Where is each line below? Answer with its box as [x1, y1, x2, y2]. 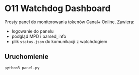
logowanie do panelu [11, 28, 54, 34]
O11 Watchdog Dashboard [4, 3, 111, 14]
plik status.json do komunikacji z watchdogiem [11, 38, 107, 44]
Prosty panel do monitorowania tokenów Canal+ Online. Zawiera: [4, 19, 135, 25]
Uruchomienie [4, 53, 49, 61]
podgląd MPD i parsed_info [11, 33, 67, 39]
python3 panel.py [4, 65, 40, 70]
